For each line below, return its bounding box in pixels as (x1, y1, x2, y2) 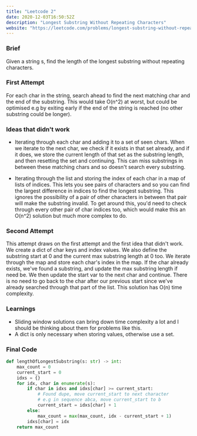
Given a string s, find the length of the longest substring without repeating (6, 58, 185, 65)
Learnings (6, 305, 36, 313)
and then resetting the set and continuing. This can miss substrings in (14, 157, 184, 164)
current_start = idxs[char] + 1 (37, 403, 117, 408)
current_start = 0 (16, 369, 62, 376)
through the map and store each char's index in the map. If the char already (6, 259, 189, 266)
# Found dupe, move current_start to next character (37, 391, 169, 397)
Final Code (6, 345, 38, 353)
